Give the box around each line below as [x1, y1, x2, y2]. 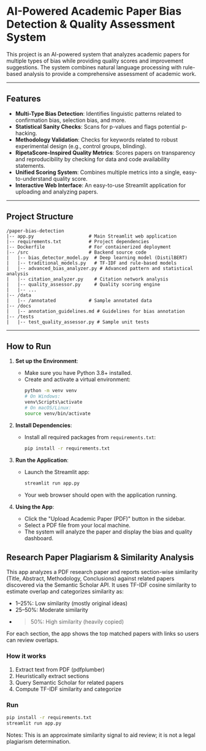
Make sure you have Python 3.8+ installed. [24, 369, 132, 377]
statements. [15, 162, 45, 169]
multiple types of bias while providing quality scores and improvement [6, 57, 184, 64]
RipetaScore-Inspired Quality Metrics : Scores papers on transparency [15, 149, 196, 156]
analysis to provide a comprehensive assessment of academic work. [23, 70, 197, 77]
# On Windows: [24, 393, 61, 399]
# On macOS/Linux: [24, 405, 72, 411]
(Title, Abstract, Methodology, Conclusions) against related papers [6, 575, 175, 583]
